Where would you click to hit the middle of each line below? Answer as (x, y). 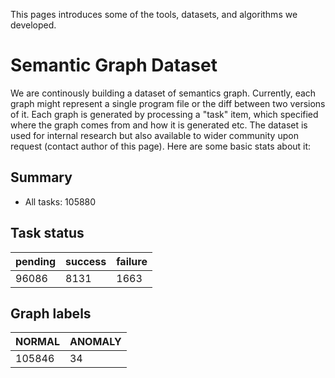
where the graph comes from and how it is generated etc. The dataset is (159, 125)
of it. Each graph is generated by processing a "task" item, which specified (164, 114)
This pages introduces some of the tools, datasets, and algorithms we (154, 14)
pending (36, 261)
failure (132, 261)
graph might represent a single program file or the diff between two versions (168, 103)
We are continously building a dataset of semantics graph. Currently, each (163, 93)
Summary (41, 177)
